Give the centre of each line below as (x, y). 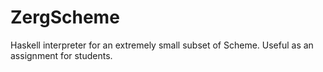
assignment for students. (61, 55)
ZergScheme (65, 17)
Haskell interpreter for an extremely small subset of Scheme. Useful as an (162, 45)
